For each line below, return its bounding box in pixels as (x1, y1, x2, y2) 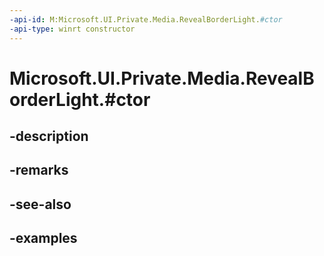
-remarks (9, 162, 69, 179)
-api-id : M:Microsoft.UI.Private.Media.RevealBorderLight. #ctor (9, 14, 283, 25)
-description (9, 128, 89, 145)
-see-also (9, 196, 72, 213)
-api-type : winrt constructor (9, 24, 136, 34)
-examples (9, 230, 78, 247)
